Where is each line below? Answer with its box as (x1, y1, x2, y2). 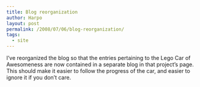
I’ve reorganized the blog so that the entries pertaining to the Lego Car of (6, 55, 191, 61)
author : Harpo (6, 15, 43, 21)
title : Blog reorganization (6, 9, 78, 15)
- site (12, 37, 29, 43)
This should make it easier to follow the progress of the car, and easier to (6, 67, 191, 74)
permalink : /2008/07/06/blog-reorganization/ (6, 26, 124, 32)
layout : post (6, 20, 40, 26)
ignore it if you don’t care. (6, 74, 72, 81)
